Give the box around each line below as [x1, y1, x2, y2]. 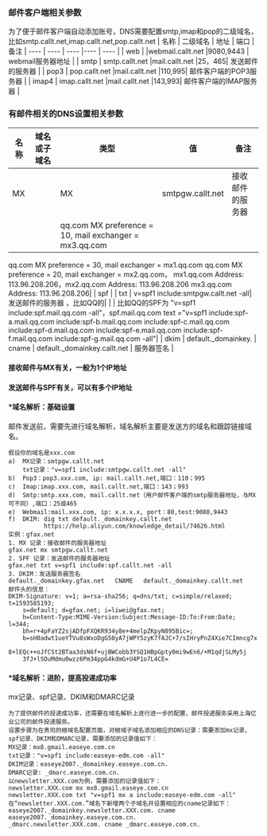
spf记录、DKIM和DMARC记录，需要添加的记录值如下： [8, 735, 157, 743]
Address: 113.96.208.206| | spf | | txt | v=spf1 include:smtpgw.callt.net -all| [8, 288, 252, 298]
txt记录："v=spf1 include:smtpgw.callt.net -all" [22, 465, 187, 473]
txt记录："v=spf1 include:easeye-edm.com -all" [8, 752, 165, 760]
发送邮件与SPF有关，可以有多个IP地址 [8, 383, 133, 392]
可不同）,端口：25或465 [8, 500, 78, 508]
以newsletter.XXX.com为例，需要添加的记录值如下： [8, 777, 161, 786]
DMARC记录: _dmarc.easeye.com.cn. [8, 769, 121, 777]
